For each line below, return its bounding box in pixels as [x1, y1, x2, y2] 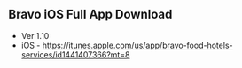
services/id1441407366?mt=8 [20, 49, 130, 60]
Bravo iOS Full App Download [8, 7, 173, 22]
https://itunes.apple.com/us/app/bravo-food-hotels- [42, 40, 233, 50]
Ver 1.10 [20, 30, 50, 41]
